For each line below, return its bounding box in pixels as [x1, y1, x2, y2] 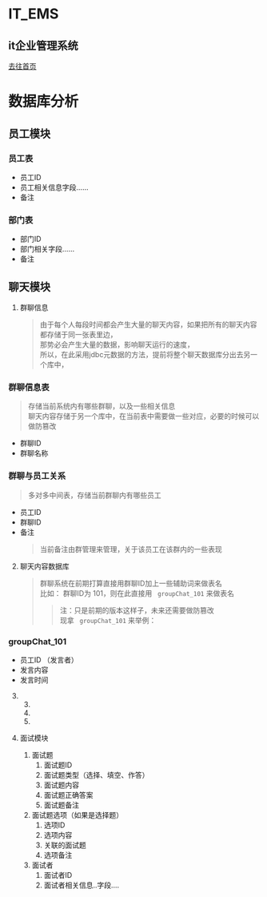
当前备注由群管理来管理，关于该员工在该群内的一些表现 [39, 544, 222, 553]
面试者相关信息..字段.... [43, 880, 120, 890]
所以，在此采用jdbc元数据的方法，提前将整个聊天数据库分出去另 [39, 349, 251, 359]
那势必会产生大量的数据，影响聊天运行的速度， [39, 340, 194, 349]
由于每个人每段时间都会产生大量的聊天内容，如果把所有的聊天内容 [39, 320, 257, 329]
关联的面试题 [43, 840, 86, 850]
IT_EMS [8, 5, 59, 23]
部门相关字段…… [19, 244, 74, 254]
